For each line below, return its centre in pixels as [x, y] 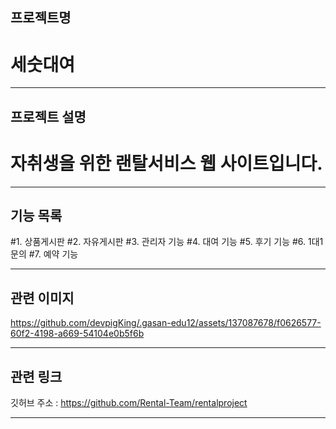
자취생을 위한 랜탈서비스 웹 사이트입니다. [166, 163]
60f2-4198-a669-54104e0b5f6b [77, 334]
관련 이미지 [42, 298]
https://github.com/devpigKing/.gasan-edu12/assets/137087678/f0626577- [166, 323]
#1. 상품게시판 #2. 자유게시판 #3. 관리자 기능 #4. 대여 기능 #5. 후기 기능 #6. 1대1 [167, 242]
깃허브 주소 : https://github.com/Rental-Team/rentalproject [129, 403]
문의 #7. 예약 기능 [44, 254]
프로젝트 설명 [48, 116]
